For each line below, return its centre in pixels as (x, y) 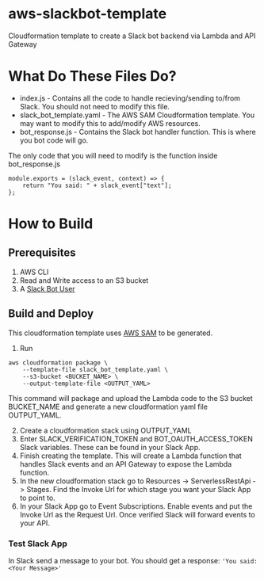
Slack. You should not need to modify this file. (95, 106)
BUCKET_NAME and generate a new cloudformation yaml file (108, 406)
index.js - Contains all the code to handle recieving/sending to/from (130, 98)
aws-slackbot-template (88, 14)
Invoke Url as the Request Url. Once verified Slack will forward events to (137, 514)
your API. (34, 523)
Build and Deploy (51, 314)
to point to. (37, 498)
